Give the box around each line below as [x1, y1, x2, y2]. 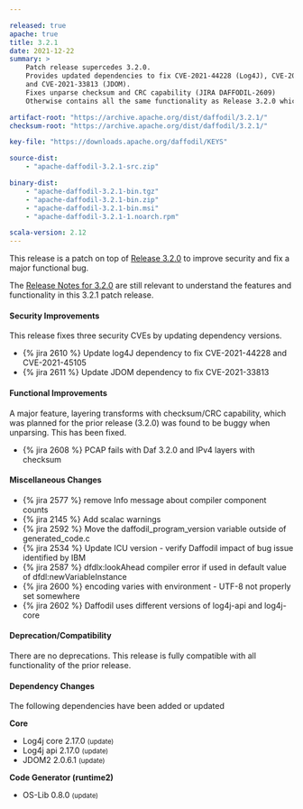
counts [22, 504, 49, 515]
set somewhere [22, 590, 80, 601]
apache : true [9, 29, 59, 39]
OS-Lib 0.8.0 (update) [22, 790, 99, 801]
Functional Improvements [9, 387, 108, 398]
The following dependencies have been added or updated [9, 701, 225, 712]
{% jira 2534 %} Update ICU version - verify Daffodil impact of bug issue [22, 542, 294, 553]
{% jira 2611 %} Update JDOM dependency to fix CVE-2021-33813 [22, 367, 270, 378]
